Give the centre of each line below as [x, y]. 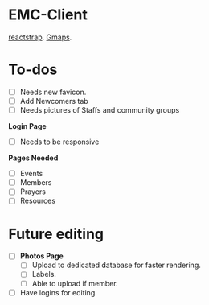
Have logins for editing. [59, 292]
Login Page [27, 126]
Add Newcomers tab [54, 101]
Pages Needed [33, 158]
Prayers [33, 192]
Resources [38, 201]
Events [31, 174]
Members [36, 183]
